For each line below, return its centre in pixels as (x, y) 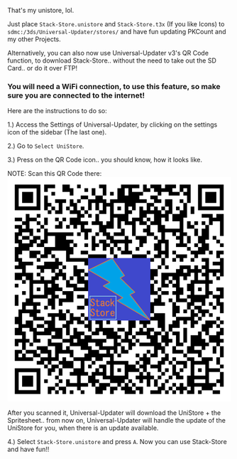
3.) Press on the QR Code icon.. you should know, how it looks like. (105, 160)
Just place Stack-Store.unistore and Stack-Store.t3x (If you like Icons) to (116, 24)
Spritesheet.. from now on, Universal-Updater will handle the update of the (116, 421)
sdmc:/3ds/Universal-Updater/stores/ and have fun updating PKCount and (117, 32)
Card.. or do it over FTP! (43, 68)
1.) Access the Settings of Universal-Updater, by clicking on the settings (112, 125)
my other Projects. (34, 39)
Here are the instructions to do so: (57, 111)
